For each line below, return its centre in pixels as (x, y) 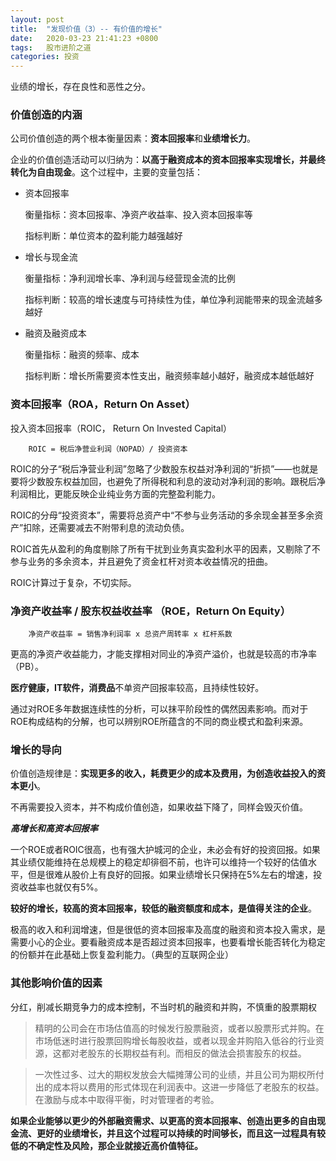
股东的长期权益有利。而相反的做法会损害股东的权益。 (197, 1053)
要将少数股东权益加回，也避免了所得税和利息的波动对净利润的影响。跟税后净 (168, 481)
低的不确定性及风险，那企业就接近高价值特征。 (106, 1145)
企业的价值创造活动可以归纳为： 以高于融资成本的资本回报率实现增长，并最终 (168, 160)
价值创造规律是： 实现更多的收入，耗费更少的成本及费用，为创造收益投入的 (163, 773)
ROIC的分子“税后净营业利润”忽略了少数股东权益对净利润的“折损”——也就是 (164, 468)
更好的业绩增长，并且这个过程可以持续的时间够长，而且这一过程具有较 (181, 1133)
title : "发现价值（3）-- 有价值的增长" (86, 29)
